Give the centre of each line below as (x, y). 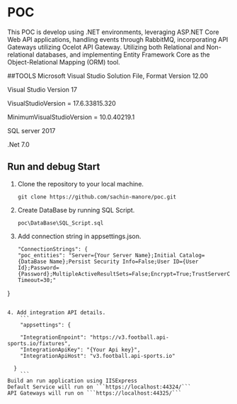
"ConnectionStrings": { (53, 249)
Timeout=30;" (37, 280)
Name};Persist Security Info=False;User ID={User (124, 262)
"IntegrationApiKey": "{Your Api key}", (80, 349)
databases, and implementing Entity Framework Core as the (123, 55)
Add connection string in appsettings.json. (79, 236)
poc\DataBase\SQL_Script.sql (60, 223)
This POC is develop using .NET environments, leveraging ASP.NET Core (113, 32)
